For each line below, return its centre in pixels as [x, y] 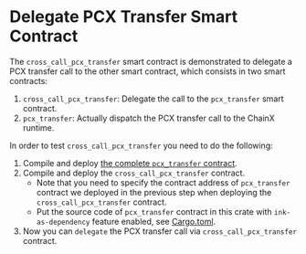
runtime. [38, 127]
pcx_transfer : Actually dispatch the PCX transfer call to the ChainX [149, 118]
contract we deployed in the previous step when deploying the [154, 192]
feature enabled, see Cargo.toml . [154, 221]
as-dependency [63, 222]
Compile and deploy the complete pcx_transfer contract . [130, 163]
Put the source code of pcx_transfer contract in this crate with [154, 211]
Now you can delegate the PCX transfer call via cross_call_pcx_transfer [159, 231]
